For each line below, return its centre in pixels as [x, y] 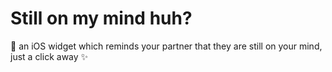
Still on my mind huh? [101, 18]
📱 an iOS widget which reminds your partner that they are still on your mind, [166, 46]
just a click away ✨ [49, 56]
